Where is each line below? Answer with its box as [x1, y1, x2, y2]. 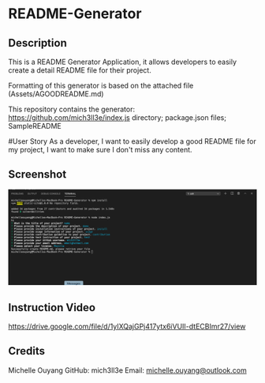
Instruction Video [8, 301, 96, 314]
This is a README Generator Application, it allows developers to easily [8, 57, 237, 66]
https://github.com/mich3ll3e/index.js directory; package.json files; [8, 113, 227, 122]
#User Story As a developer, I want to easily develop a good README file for [8, 137, 256, 146]
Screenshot [8, 167, 67, 182]
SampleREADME [8, 122, 62, 130]
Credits [8, 344, 46, 358]
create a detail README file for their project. [8, 66, 151, 75]
